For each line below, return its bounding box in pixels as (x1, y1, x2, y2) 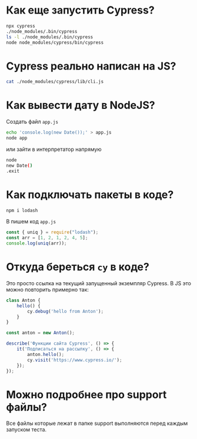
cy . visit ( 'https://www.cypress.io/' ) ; (27, 357, 122, 363)
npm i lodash (6, 207, 38, 213)
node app (6, 135, 28, 141)
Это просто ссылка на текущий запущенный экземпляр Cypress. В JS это (6, 279, 191, 286)
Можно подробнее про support (6, 388, 167, 401)
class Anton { (6, 297, 41, 303)
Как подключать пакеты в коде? (6, 188, 174, 201)
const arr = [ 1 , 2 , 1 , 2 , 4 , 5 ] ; (6, 235, 88, 241)
